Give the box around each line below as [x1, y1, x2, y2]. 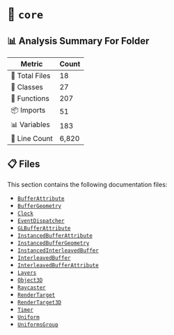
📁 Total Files [10, 71, 51, 80]
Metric [20, 59, 43, 68]
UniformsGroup [17, 321, 58, 328]
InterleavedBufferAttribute [17, 262, 99, 269]
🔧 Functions [10, 94, 50, 103]
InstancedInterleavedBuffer [17, 247, 99, 254]
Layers [17, 269, 37, 276]
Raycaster [17, 284, 47, 291]
